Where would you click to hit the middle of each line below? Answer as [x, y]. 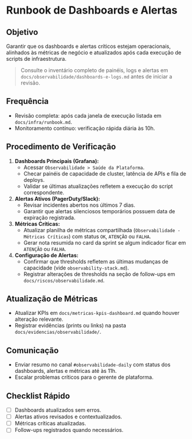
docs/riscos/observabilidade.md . [64, 280]
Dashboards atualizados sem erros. [58, 410]
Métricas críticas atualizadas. [51, 424]
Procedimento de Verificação [61, 147]
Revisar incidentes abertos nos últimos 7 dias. [79, 205]
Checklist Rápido [38, 396]
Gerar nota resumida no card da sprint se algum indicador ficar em [105, 242]
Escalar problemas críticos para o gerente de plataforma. [84, 377]
